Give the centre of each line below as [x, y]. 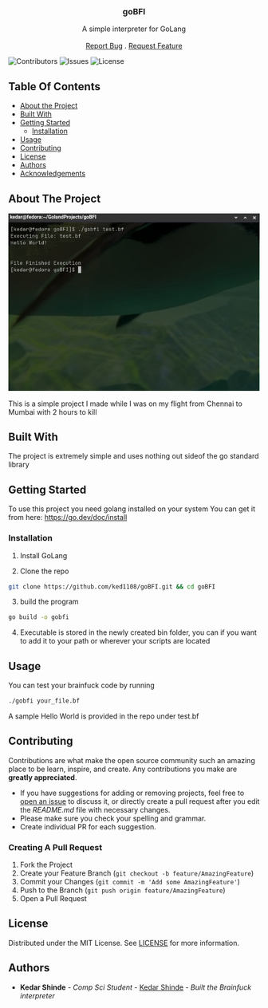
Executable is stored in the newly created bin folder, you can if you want [138, 632]
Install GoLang [43, 555]
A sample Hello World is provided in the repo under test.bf [104, 716]
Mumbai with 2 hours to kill [53, 411]
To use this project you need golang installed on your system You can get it [132, 509]
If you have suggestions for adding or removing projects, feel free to [132, 793]
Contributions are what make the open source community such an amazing [132, 760]
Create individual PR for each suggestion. [88, 826]
